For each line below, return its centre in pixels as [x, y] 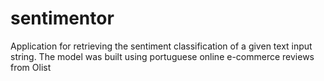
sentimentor [62, 18]
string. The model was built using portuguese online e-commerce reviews [162, 56]
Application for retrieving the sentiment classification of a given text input [161, 46]
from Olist [31, 67]
